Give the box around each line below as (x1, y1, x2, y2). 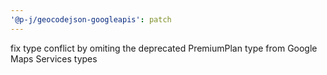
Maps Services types (10, 52, 98, 65)
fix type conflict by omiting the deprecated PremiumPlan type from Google (10, 42, 318, 54)
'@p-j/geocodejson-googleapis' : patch (10, 14, 172, 25)
